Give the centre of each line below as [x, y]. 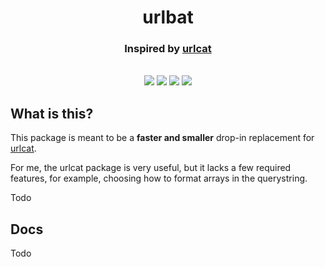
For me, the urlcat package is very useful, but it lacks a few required [151, 168]
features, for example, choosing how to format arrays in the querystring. [159, 178]
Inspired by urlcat [168, 49]
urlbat [168, 17]
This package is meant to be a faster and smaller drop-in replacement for [162, 138]
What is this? [52, 113]
